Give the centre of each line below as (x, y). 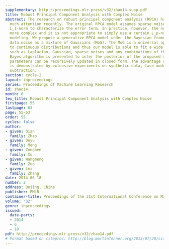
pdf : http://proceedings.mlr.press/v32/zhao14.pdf (59, 234)
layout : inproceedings (29, 80)
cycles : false (20, 122)
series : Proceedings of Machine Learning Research (59, 84)
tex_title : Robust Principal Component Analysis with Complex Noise (78, 98)
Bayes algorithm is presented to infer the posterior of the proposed (85, 56)
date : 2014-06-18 (23, 178)
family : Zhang (24, 173)
